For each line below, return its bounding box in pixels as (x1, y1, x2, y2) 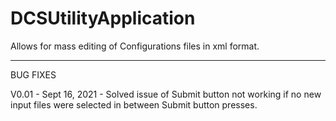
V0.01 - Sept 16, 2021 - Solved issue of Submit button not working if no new (10, 88, 322, 100)
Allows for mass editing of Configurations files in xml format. (10, 40, 260, 52)
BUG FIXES (10, 68, 57, 81)
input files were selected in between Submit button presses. (10, 98, 258, 111)
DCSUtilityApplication (10, 7, 196, 30)
